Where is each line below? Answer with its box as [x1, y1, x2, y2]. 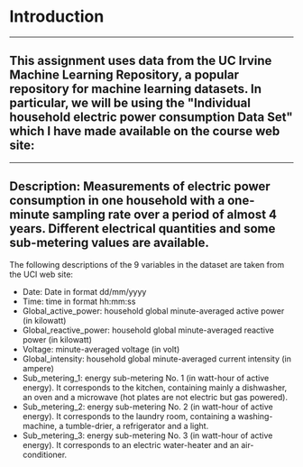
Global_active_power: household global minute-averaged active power [22, 305, 285, 316]
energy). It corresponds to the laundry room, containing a [22, 410, 236, 421]
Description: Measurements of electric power [9, 179, 271, 195]
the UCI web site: [9, 269, 74, 279]
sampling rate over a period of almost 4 [51, 207, 278, 223]
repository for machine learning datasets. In [9, 81, 262, 96]
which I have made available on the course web [9, 124, 280, 139]
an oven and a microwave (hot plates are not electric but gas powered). [22, 391, 289, 402]
